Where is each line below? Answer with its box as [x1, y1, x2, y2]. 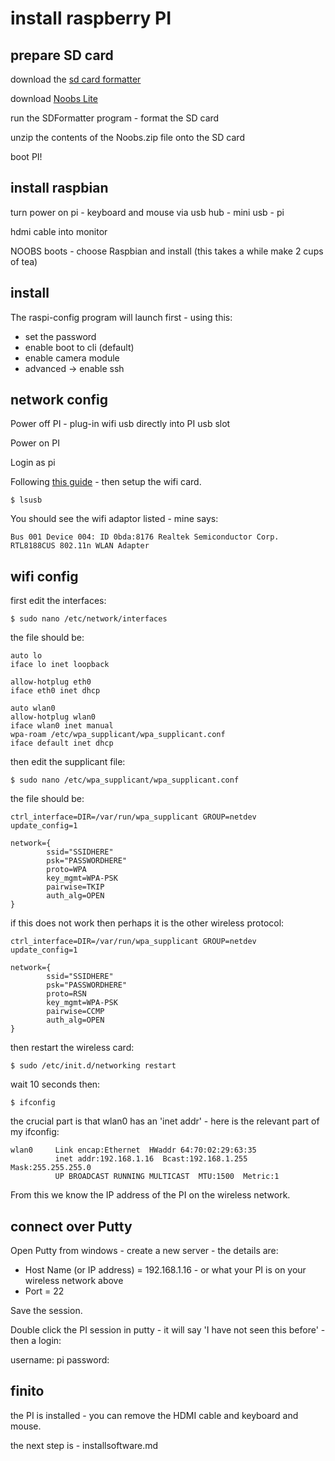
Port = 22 [24, 1285, 65, 1297]
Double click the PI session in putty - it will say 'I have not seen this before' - [10, 1324, 326, 1336]
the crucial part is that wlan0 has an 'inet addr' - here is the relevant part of [10, 1115, 320, 1127]
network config [10, 392, 108, 409]
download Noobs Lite [10, 93, 98, 104]
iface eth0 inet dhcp [10, 686, 101, 696]
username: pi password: [10, 1354, 110, 1366]
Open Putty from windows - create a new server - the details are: [10, 1245, 279, 1257]
